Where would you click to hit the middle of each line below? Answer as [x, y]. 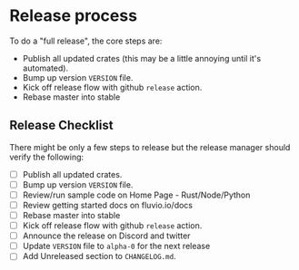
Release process [74, 16]
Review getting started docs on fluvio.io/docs [108, 205]
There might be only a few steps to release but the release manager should [150, 147]
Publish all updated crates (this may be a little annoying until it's [142, 58]
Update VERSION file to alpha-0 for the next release [116, 246]
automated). [45, 68]
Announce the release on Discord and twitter [106, 236]
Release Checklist [61, 125]
